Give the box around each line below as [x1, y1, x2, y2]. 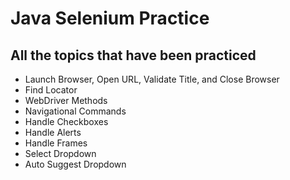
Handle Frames [24, 137, 88, 149]
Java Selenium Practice [10, 7, 210, 30]
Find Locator [24, 84, 78, 96]
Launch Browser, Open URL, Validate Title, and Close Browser [24, 73, 280, 85]
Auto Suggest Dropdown [24, 158, 127, 170]
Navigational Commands [24, 105, 127, 117]
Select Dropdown [24, 148, 97, 159]
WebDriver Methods [24, 95, 108, 106]
